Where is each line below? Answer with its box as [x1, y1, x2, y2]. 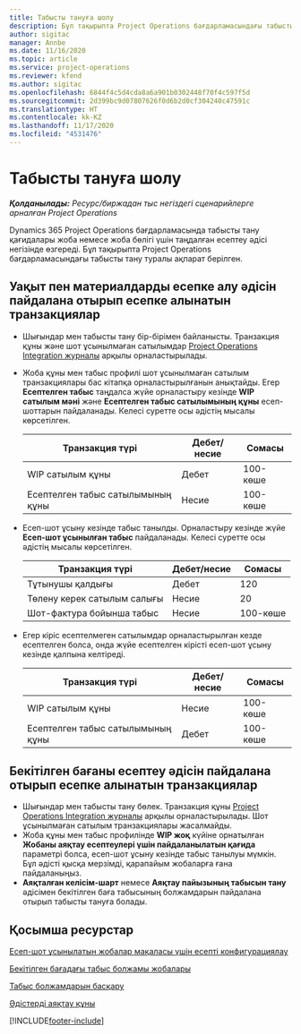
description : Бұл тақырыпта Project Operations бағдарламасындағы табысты [9, 21, 295, 30]
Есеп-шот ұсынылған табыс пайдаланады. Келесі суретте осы [21, 532, 266, 543]
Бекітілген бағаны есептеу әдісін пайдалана [9, 764, 271, 779]
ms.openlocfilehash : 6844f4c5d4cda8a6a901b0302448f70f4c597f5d [9, 88, 251, 97]
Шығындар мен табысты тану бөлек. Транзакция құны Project [21, 801, 260, 812]
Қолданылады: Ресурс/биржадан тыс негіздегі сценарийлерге [9, 198, 254, 209]
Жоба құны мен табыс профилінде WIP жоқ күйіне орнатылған [21, 830, 264, 841]
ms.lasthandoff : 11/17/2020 [9, 122, 115, 131]
